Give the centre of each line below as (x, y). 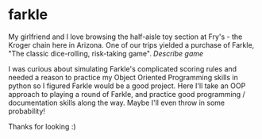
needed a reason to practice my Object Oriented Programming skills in (123, 77)
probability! (27, 111)
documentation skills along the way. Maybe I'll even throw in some (117, 102)
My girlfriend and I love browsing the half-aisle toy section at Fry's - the (125, 37)
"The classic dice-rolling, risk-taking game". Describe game (106, 53)
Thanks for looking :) (42, 126)
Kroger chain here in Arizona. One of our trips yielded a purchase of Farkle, (131, 44)
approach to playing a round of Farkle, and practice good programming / (127, 94)
